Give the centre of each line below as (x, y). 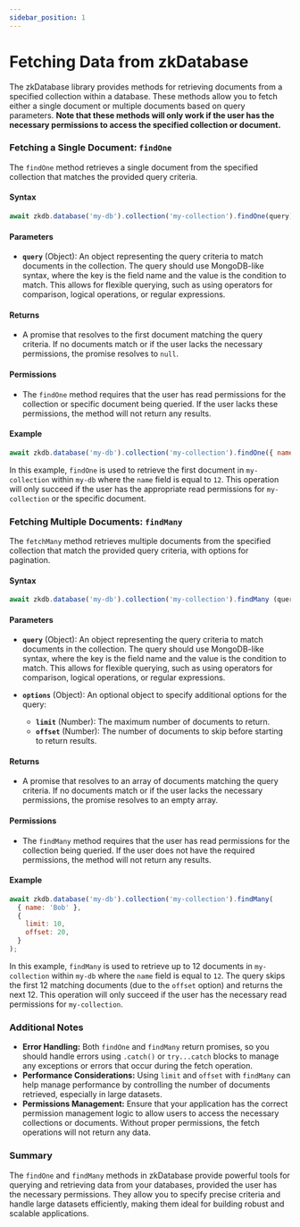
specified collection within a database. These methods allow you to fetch (144, 96)
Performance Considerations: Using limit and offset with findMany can (156, 1076)
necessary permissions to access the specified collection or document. (145, 124)
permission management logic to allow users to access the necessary (150, 1113)
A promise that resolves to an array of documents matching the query (150, 781)
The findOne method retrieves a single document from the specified (134, 167)
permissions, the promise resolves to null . (100, 354)
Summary (31, 1155)
